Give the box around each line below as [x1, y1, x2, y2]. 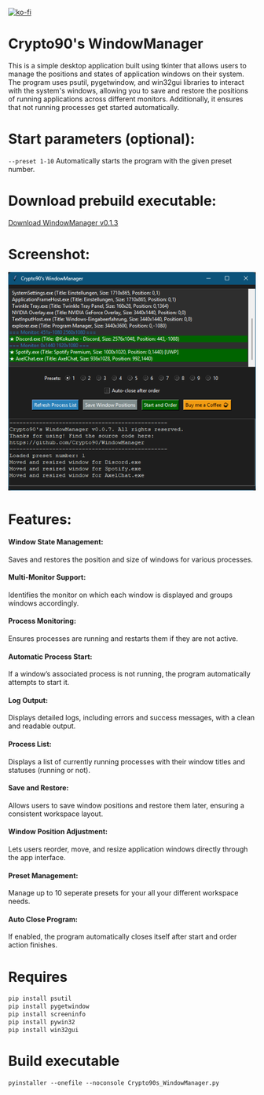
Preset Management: [8, 870, 79, 880]
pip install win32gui [8, 1026, 79, 1035]
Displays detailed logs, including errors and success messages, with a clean [8, 713, 255, 723]
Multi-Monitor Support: [8, 573, 86, 582]
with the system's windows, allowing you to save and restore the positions [8, 86, 249, 95]
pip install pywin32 [8, 1018, 76, 1027]
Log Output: [8, 695, 49, 705]
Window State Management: [8, 537, 104, 546]
